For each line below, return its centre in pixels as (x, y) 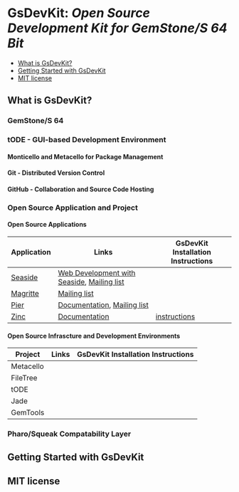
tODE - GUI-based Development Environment (87, 140)
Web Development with (97, 273)
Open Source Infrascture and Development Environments (94, 336)
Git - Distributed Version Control (56, 173)
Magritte (25, 294)
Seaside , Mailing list (91, 282)
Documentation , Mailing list (103, 305)
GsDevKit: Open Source (79, 13)
